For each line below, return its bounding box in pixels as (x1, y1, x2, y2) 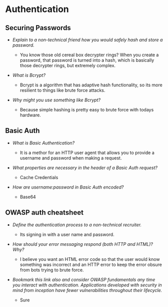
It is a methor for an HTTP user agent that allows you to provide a (19, 149, 155, 156)
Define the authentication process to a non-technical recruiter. (12, 222, 141, 228)
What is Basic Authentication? (12, 139, 75, 146)
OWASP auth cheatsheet (5, 208, 84, 217)
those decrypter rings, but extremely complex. (19, 63, 116, 68)
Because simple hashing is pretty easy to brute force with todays (19, 107, 154, 112)
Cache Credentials (19, 174, 58, 180)
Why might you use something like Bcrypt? (12, 97, 101, 103)
